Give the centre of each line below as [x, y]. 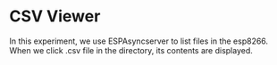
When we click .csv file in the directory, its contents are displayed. [131, 50]
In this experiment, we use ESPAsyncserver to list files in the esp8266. [139, 41]
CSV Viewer [55, 16]
